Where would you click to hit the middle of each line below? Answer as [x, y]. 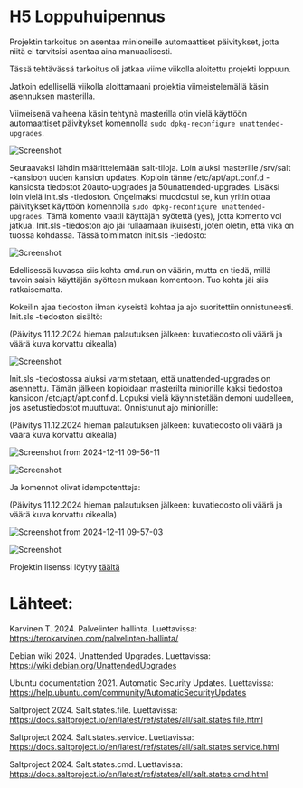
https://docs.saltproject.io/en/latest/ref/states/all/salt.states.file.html [137, 719]
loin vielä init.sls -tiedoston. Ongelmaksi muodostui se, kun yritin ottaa [140, 196]
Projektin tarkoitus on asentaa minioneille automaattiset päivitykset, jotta [144, 42]
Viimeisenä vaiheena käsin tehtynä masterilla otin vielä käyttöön [128, 113]
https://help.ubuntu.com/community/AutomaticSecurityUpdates [128, 692]
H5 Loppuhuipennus [87, 17]
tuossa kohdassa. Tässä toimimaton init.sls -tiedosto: [108, 235]
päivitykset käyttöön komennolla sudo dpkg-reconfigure [114, 206]
